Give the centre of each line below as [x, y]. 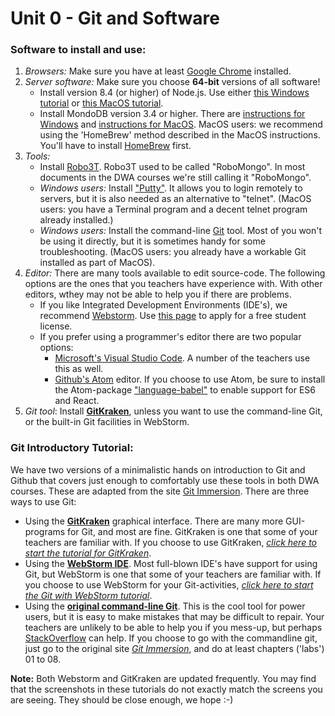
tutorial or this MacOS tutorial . [101, 103]
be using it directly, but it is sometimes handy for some [152, 241]
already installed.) [76, 220]
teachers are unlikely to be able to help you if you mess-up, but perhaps [173, 627]
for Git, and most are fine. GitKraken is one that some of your [192, 531]
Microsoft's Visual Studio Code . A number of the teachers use [182, 358]
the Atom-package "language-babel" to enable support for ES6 [185, 390]
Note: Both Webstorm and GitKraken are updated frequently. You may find [163, 678]
